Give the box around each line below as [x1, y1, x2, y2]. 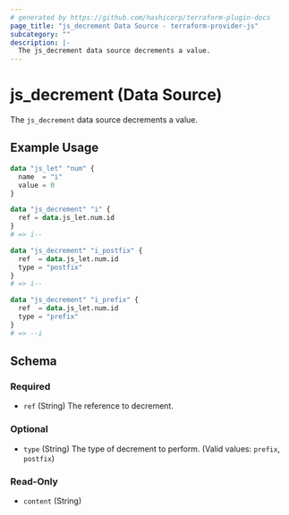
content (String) [22, 495, 82, 506]
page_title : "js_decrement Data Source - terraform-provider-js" [10, 21, 259, 30]
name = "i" [18, 172, 64, 182]
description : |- [10, 38, 71, 47]
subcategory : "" [10, 30, 71, 38]
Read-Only [10, 475, 59, 487]
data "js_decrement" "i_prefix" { [10, 296, 140, 305]
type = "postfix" [18, 263, 83, 272]
